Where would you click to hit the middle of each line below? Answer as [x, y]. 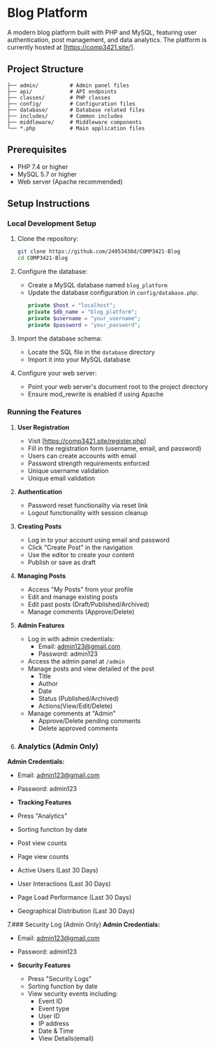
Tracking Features [44, 802]
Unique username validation [68, 470]
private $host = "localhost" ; [72, 306]
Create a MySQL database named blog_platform [97, 285]
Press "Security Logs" [60, 979]
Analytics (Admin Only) [58, 746]
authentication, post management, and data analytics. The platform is [107, 39]
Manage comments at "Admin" [72, 713]
